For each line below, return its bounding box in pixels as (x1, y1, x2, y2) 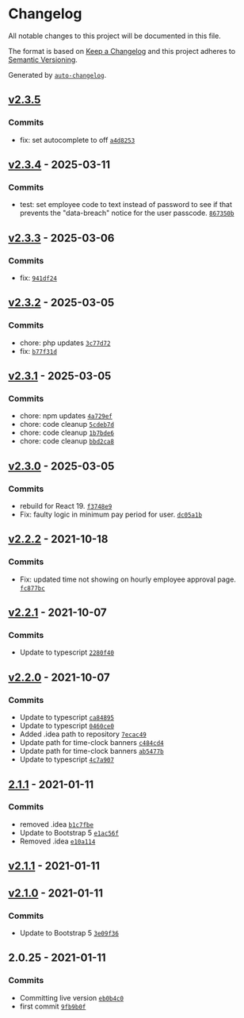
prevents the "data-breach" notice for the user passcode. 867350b (19, 208, 234, 218)
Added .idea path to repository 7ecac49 (19, 729, 147, 739)
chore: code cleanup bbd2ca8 (19, 436, 115, 446)
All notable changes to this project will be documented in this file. (8, 31, 222, 40)
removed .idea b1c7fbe (19, 819, 93, 829)
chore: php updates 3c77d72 (19, 338, 111, 348)
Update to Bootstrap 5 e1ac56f (19, 828, 119, 837)
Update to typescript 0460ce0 (19, 721, 115, 731)
